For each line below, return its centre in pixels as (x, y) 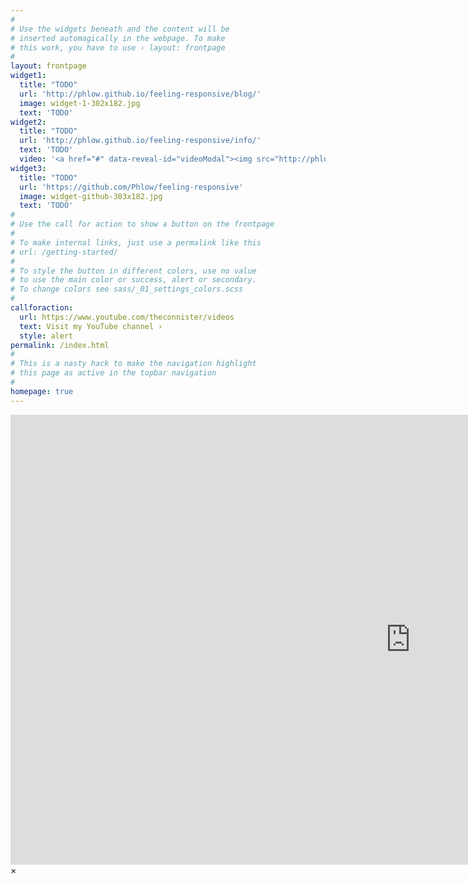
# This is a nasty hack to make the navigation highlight (133, 364)
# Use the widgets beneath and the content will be (120, 29)
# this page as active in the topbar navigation (113, 373)
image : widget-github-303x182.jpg (91, 196)
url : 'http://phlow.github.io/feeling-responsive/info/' (140, 141)
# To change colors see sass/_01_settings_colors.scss (127, 289)
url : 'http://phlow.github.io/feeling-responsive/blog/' (140, 94)
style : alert (46, 336)
